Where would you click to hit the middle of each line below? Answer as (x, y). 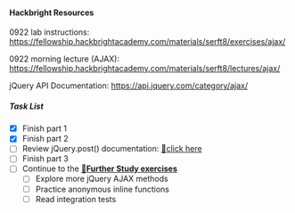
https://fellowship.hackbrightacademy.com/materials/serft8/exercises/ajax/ (147, 42)
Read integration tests (76, 199)
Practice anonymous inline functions (102, 189)
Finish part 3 (45, 159)
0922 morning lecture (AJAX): (65, 59)
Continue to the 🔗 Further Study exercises (100, 168)
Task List (27, 106)
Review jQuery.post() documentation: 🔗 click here (112, 149)
